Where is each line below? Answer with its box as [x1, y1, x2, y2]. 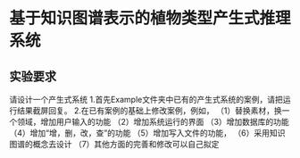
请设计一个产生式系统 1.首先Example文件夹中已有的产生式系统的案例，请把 [9, 95, 283, 104]
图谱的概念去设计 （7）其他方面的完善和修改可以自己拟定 [9, 139, 220, 149]
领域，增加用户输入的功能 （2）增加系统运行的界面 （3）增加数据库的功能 [16, 117, 290, 127]
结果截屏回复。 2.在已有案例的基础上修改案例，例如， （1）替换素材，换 [16, 105, 283, 116]
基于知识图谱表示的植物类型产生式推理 [9, 8, 292, 29]
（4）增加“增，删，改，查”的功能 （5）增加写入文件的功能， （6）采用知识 [9, 128, 286, 138]
